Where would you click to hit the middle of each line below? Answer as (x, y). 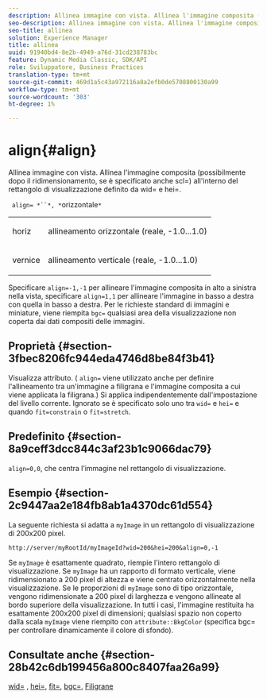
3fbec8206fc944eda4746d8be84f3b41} (112, 359)
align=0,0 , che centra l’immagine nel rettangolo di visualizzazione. (117, 468)
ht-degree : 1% (32, 104)
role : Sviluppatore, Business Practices (76, 68)
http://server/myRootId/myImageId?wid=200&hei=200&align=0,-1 (113, 548)
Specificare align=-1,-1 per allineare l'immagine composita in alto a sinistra (132, 288)
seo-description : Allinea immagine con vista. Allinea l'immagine (120, 23)
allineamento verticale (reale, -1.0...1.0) (123, 261)
